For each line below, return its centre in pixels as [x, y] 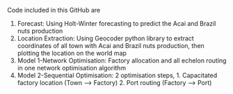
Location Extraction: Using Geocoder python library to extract [106, 38]
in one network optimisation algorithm [72, 68]
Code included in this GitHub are [54, 10]
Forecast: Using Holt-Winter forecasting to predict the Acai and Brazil [116, 23]
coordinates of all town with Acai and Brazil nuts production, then [111, 46]
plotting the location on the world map [72, 53]
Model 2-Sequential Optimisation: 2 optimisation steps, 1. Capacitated [117, 75]
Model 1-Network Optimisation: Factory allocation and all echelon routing [122, 61]
